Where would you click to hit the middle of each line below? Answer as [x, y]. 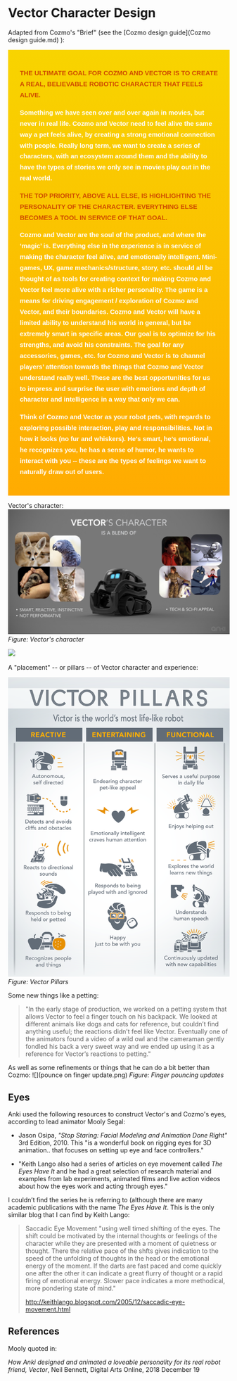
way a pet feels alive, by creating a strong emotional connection [117, 134]
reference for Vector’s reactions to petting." [88, 1054]
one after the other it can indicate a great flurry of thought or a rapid [124, 1273]
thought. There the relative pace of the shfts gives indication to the [122, 1251]
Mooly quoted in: [32, 1348]
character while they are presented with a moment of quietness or [121, 1244]
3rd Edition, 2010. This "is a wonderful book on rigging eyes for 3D [115, 1143]
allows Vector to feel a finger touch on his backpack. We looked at [121, 1017]
